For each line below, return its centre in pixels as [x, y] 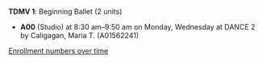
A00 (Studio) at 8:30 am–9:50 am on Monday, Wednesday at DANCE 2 [138, 27]
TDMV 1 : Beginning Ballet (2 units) [65, 12]
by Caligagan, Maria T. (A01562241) [79, 35]
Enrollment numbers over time [58, 51]
